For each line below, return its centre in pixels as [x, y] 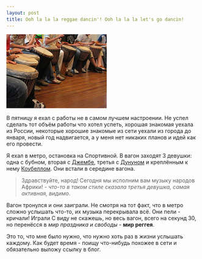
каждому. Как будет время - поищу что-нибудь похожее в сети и [92, 243]
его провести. [24, 144]
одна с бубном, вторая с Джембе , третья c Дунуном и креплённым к [97, 162]
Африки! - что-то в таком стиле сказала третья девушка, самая [106, 186]
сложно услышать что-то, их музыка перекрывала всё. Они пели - [93, 211]
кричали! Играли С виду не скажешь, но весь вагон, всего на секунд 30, [101, 218]
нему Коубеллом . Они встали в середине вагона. [71, 168]
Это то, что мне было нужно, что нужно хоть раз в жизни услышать [95, 236]
